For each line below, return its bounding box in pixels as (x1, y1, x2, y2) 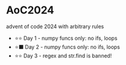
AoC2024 (6, 4, 55, 17)
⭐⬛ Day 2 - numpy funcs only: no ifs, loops (14, 43, 120, 50)
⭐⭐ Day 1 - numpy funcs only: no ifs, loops (14, 35, 118, 42)
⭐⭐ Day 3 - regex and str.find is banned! (14, 52, 113, 59)
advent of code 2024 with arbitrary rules (6, 23, 104, 30)
